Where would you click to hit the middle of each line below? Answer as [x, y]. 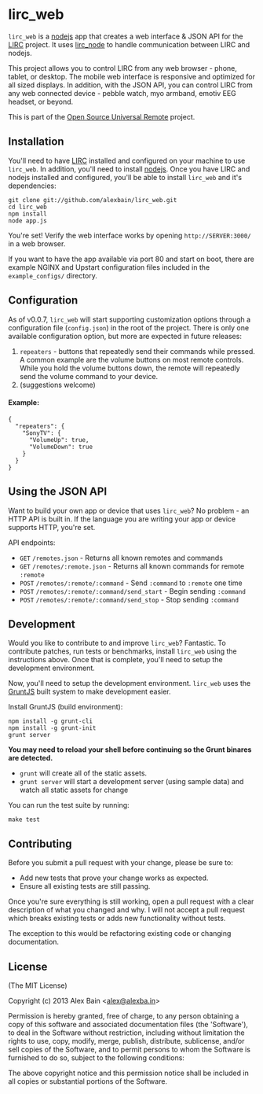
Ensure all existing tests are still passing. [85, 886]
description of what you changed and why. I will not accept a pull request [127, 910]
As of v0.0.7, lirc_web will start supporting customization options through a [130, 319]
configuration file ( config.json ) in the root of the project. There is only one [129, 327]
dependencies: [32, 186]
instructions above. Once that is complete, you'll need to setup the [115, 660]
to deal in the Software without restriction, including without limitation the [126, 1033]
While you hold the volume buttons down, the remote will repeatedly [130, 368]
